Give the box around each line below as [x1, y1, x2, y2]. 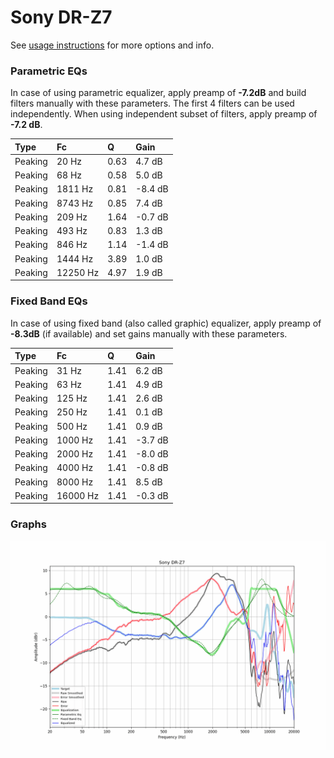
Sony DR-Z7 [10, 6, 113, 29]
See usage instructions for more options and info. [10, 39, 215, 51]
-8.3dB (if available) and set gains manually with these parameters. [10, 327, 288, 340]
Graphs [10, 517, 47, 531]
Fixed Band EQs [10, 294, 88, 308]
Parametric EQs [10, 64, 88, 78]
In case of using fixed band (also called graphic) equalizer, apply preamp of [10, 317, 322, 329]
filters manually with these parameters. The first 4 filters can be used [10, 97, 295, 110]
